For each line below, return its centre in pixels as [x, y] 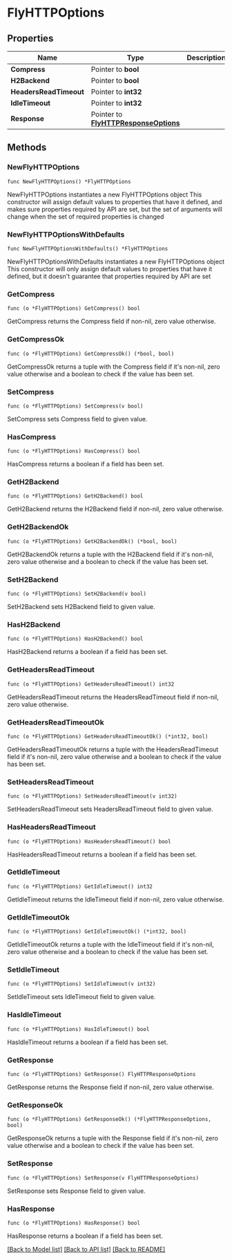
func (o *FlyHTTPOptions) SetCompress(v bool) [75, 406]
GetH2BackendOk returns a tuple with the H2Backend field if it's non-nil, [110, 554]
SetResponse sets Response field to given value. [77, 1191]
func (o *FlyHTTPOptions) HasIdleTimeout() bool [78, 1029]
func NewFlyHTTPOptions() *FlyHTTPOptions [69, 181]
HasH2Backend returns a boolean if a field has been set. [87, 652]
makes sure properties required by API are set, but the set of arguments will [115, 209]
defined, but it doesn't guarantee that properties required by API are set [109, 276]
